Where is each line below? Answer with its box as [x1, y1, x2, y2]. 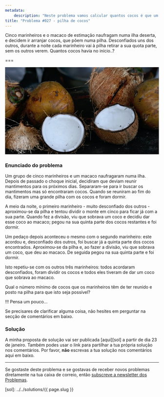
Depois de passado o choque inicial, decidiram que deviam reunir [5, 178, 137, 184]
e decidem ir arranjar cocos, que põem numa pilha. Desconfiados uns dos [5, 37, 154, 44]
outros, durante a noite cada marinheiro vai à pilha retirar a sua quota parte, [5, 43, 157, 49]
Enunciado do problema [5, 162, 63, 169]
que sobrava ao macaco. [5, 275, 55, 281]
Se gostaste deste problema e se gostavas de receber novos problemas [5, 367, 150, 372]
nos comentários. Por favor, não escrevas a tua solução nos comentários [5, 347, 152, 353]
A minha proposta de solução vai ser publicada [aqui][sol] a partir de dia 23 [5, 337, 157, 343]
